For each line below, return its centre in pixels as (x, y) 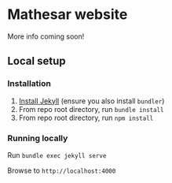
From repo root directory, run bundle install (91, 109)
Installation (29, 84)
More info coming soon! (46, 36)
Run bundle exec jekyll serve (57, 155)
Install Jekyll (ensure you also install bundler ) (91, 101)
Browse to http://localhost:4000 (62, 170)
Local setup (37, 61)
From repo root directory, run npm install (86, 118)
